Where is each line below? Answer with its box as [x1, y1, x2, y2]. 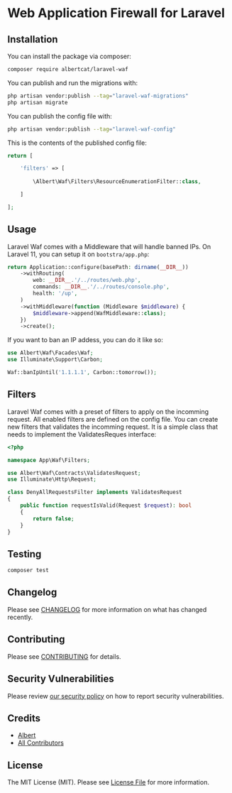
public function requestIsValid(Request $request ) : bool [20, 502, 192, 509]
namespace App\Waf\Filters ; [7, 456, 91, 464]
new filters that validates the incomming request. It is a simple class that [7, 422, 219, 431]
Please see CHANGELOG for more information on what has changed [7, 605, 207, 613]
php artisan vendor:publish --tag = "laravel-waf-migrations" [7, 92, 189, 99]
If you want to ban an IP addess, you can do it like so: [7, 336, 163, 344]
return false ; [33, 515, 74, 523]
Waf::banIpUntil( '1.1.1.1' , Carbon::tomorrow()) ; [7, 369, 158, 376]
